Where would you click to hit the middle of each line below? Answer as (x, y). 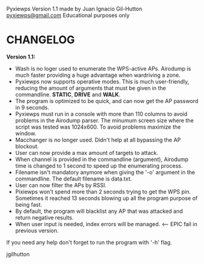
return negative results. (44, 217)
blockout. (27, 146)
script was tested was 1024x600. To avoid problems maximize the (98, 127)
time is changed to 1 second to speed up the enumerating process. (99, 166)
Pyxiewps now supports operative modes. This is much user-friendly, (102, 81)
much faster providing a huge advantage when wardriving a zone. (98, 75)
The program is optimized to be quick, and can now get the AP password (107, 101)
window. (26, 133)
